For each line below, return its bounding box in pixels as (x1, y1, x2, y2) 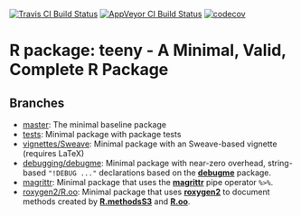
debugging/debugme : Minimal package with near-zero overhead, (22, 158, 267, 168)
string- (268, 158, 294, 168)
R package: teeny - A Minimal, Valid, (9, 41, 287, 61)
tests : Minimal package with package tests (22, 129, 182, 139)
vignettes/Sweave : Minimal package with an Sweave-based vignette (22, 138, 277, 149)
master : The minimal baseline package (22, 119, 167, 130)
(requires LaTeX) (22, 148, 85, 158)
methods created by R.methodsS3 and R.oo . (22, 196, 191, 207)
